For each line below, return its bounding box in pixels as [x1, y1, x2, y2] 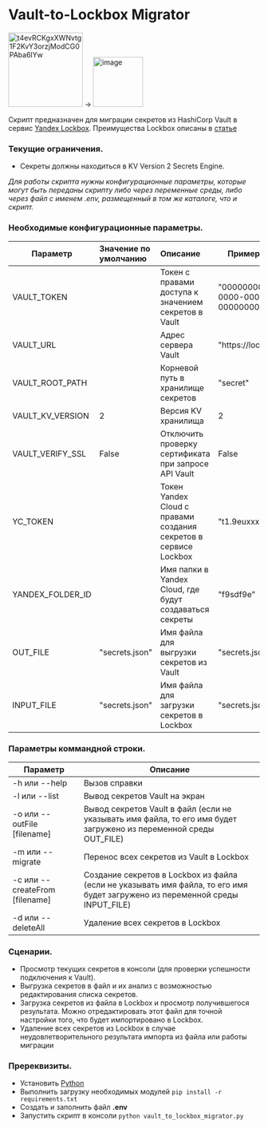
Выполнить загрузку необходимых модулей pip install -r [19, 1087, 223, 1097]
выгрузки [160, 647, 197, 658]
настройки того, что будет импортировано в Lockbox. [19, 1015, 203, 1025]
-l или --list [12, 790, 60, 801]
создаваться [160, 604, 210, 615]
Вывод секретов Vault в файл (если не [83, 803, 232, 814]
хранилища [160, 415, 205, 426]
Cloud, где [160, 584, 200, 595]
